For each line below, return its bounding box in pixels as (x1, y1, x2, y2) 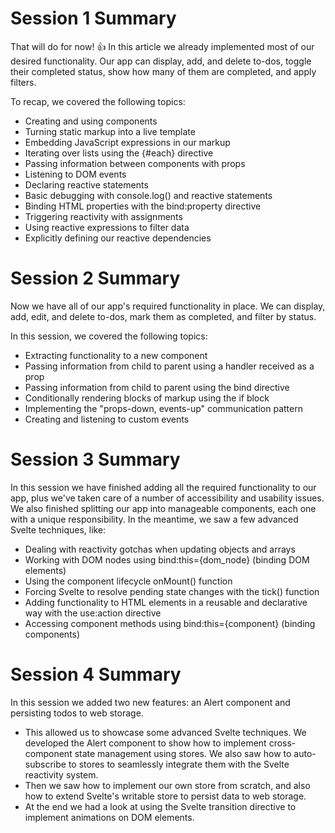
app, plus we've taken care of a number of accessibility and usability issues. (10, 492, 325, 504)
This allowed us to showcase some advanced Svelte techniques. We (24, 726, 307, 738)
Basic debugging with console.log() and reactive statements (24, 189, 273, 201)
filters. (10, 76, 37, 88)
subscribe (24, 758, 67, 770)
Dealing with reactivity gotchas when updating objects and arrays (24, 543, 296, 555)
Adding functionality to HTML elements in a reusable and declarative (24, 596, 308, 608)
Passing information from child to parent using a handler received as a (24, 360, 315, 372)
